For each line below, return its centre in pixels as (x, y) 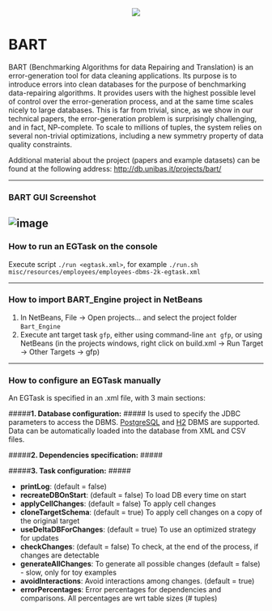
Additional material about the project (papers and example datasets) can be (134, 160)
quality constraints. (40, 144)
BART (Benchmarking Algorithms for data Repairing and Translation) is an (131, 67)
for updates (39, 538)
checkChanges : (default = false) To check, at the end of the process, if (139, 547)
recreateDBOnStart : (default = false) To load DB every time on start (133, 495)
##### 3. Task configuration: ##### (70, 471)
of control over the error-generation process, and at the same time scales (131, 101)
